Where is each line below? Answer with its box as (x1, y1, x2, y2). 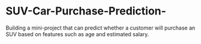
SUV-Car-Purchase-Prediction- (5, 4, 167, 18)
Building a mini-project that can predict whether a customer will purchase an (5, 24, 196, 31)
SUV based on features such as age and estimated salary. (5, 30, 149, 37)
